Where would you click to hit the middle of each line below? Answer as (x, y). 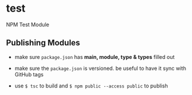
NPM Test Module (28, 24)
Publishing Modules (43, 43)
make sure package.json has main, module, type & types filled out (95, 57)
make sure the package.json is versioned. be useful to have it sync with (100, 68)
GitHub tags (29, 74)
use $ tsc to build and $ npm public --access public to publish (91, 86)
